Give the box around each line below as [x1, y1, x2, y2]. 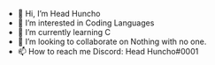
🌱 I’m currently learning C [17, 27, 111, 37]
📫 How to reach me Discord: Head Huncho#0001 [17, 47, 199, 56]
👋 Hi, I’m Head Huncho [17, 9, 101, 18]
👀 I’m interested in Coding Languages [17, 18, 155, 28]
